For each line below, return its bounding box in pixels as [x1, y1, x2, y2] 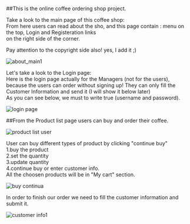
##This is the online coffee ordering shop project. [6, 5, 126, 12]
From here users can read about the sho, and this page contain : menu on [6, 23, 184, 29]
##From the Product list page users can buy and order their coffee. [6, 117, 169, 124]
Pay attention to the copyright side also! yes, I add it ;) [6, 46, 137, 54]
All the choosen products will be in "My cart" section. [6, 171, 135, 178]
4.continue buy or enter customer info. [6, 165, 100, 172]
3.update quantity [6, 159, 49, 165]
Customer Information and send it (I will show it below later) [6, 88, 151, 95]
